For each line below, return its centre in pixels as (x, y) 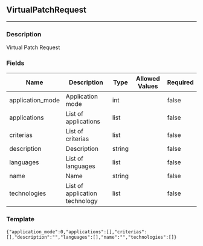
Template (21, 219)
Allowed (148, 79)
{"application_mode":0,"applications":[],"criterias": (77, 232)
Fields (15, 63)
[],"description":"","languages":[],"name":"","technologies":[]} (92, 237)
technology (82, 201)
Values (148, 86)
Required (180, 82)
